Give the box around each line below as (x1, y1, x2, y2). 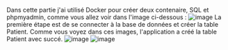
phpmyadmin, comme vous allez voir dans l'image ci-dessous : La (6, 13, 222, 21)
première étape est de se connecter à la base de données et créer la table (6, 21, 219, 28)
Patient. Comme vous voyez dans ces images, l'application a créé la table (6, 27, 217, 36)
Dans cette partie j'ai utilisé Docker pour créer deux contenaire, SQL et (6, 6, 209, 14)
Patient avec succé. (6, 35, 63, 43)
